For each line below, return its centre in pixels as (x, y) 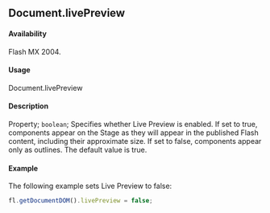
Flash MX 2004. (35, 51)
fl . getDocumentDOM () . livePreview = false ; (81, 201)
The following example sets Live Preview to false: (90, 186)
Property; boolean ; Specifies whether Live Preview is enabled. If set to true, (133, 124)
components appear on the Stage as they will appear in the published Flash (134, 133)
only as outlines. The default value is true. (78, 150)
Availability (27, 33)
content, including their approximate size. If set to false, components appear (135, 141)
